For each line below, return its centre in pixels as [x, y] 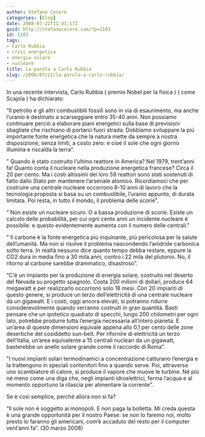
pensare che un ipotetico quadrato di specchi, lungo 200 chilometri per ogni [102, 314]
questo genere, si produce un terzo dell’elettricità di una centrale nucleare [99, 295]
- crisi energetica [31, 52]
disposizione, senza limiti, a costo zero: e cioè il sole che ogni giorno [93, 143]
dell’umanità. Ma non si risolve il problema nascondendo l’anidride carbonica [103, 244]
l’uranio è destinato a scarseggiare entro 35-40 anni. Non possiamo [91, 117]
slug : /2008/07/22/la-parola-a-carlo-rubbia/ [65, 75]
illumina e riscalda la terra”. [40, 150]
